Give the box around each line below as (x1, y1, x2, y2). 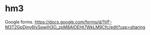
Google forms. (5, 19, 34, 25)
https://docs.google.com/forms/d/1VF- (34, 19, 112, 25)
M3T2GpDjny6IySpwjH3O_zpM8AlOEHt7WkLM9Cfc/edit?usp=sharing (5, 24, 146, 30)
